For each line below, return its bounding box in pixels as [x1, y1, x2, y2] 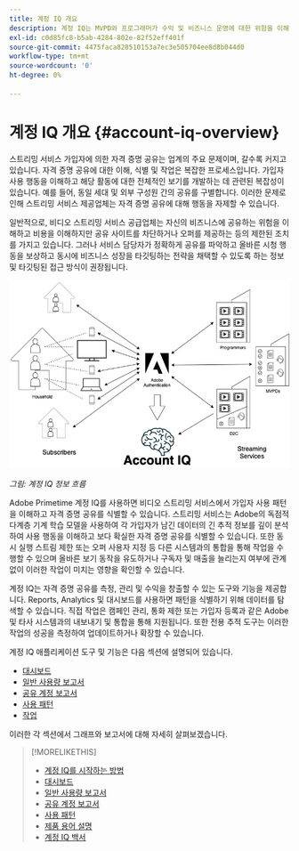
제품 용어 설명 [44, 821, 93, 831]
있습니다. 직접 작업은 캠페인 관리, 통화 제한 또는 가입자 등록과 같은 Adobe [35, 605, 289, 616]
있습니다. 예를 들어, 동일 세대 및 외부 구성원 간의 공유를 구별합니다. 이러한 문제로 [9, 187, 287, 198]
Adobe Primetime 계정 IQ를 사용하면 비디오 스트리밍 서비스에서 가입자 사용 [9, 498, 271, 508]
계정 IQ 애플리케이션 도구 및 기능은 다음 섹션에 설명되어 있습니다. [9, 646, 233, 658]
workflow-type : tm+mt [9, 52, 90, 61]
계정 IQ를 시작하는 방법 [44, 766, 125, 776]
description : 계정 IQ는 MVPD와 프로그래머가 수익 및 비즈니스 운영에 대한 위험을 [9, 23, 273, 33]
